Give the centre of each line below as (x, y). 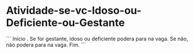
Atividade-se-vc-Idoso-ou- (74, 11)
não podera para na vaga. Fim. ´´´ (46, 45)
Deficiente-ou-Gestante (65, 23)
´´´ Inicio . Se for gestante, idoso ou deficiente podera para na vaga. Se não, (97, 38)
